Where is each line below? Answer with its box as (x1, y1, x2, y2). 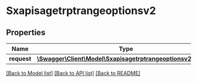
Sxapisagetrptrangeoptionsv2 (6, 4, 157, 18)
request (9, 54, 32, 63)
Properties (6, 28, 46, 37)
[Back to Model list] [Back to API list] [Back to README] (6, 70, 141, 77)
